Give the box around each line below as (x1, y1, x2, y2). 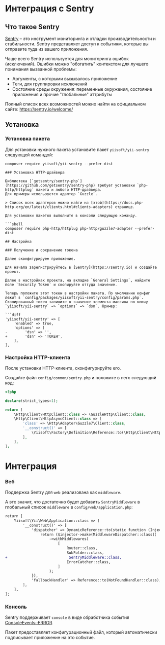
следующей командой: (5, 151, 53, 158)
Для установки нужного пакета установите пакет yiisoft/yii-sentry (5, 146, 150, 152)
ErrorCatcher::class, (66, 559, 111, 565)
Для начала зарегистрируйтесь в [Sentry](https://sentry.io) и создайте (5, 265, 157, 270)
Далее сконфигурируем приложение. (5, 256, 76, 261)
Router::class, (66, 546, 98, 551)
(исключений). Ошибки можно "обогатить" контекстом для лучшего (5, 61, 149, 67)
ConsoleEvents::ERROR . (5, 620, 54, 626)
